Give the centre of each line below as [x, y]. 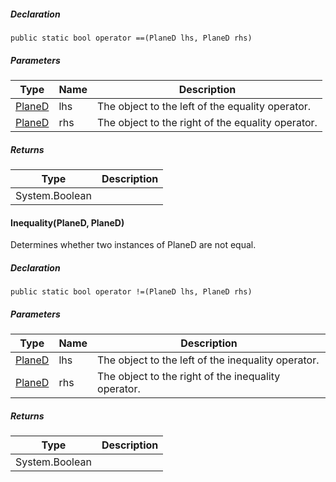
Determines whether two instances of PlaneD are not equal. [133, 245]
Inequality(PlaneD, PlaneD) [67, 222]
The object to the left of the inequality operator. [208, 360]
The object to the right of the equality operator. [207, 122]
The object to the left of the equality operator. [204, 106]
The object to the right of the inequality [189, 377]
